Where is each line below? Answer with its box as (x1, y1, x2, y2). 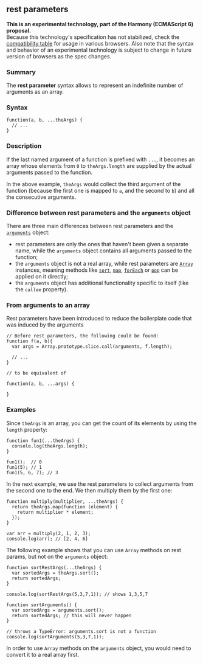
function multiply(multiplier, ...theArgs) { (6, 498, 123, 505)
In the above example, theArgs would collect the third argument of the (6, 180, 181, 187)
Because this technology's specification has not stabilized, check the (6, 33, 180, 41)
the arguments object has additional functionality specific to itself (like (15, 279, 189, 286)
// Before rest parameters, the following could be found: (6, 333, 159, 339)
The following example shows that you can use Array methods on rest (6, 546, 181, 553)
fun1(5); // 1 (6, 464, 43, 470)
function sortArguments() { (6, 601, 78, 608)
